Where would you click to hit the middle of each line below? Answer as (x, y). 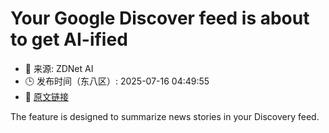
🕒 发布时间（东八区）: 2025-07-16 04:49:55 (117, 81)
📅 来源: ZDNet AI (59, 68)
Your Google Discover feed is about (160, 18)
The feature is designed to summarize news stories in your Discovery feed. (165, 116)
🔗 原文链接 (46, 96)
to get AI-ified (69, 39)
